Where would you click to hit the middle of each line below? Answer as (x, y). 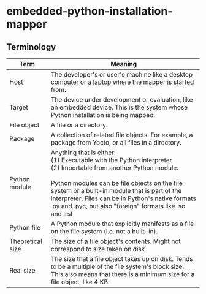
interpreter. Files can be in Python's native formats (124, 198)
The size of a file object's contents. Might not (116, 241)
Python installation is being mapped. (103, 115)
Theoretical (26, 241)
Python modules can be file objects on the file (117, 183)
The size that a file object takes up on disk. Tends (122, 259)
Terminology (31, 47)
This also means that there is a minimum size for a (123, 274)
